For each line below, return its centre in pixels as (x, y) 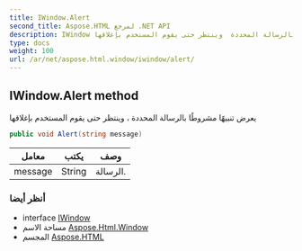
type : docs (30, 43)
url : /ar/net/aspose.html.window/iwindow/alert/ (102, 59)
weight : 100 (31, 51)
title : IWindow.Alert (50, 18)
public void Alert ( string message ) (76, 134)
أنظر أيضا (27, 198)
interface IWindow (56, 218)
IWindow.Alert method (74, 96)
